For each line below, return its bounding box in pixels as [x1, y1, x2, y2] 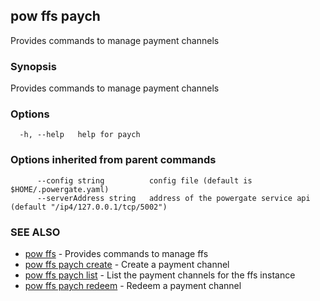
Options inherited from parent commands [10, 153, 217, 167]
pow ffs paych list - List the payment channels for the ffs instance [24, 269, 296, 281]
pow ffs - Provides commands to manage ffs [24, 248, 209, 259]
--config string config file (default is [36, 175, 253, 186]
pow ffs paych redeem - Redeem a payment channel [24, 280, 242, 291]
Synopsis [10, 59, 57, 73]
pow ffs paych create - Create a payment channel [24, 259, 230, 270]
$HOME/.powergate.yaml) [10, 184, 110, 194]
